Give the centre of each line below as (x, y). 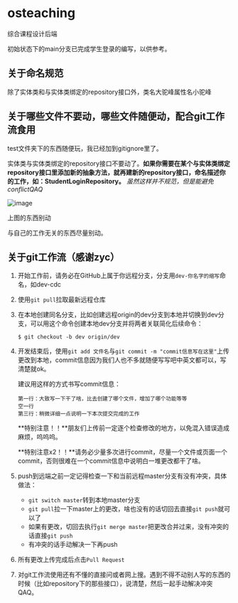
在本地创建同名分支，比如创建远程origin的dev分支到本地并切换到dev (118, 315)
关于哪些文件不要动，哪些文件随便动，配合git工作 (116, 116)
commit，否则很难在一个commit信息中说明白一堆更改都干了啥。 (111, 461)
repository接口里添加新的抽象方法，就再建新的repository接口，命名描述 (114, 172)
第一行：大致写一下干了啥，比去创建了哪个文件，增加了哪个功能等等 (102, 399)
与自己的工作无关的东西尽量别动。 (57, 233)
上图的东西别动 (29, 218)
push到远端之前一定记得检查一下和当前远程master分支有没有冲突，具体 (122, 476)
